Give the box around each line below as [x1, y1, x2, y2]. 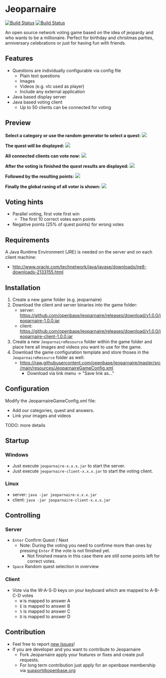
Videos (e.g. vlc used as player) [19, 83, 85, 89]
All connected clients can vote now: [5, 153, 81, 159]
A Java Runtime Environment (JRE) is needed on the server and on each [5, 249, 153, 255]
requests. [19, 657, 40, 663]
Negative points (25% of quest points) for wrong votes [12, 221, 124, 227]
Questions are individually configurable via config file [12, 67, 121, 73]
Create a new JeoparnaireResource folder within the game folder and [12, 339, 152, 345]
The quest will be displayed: [5, 143, 64, 149]
